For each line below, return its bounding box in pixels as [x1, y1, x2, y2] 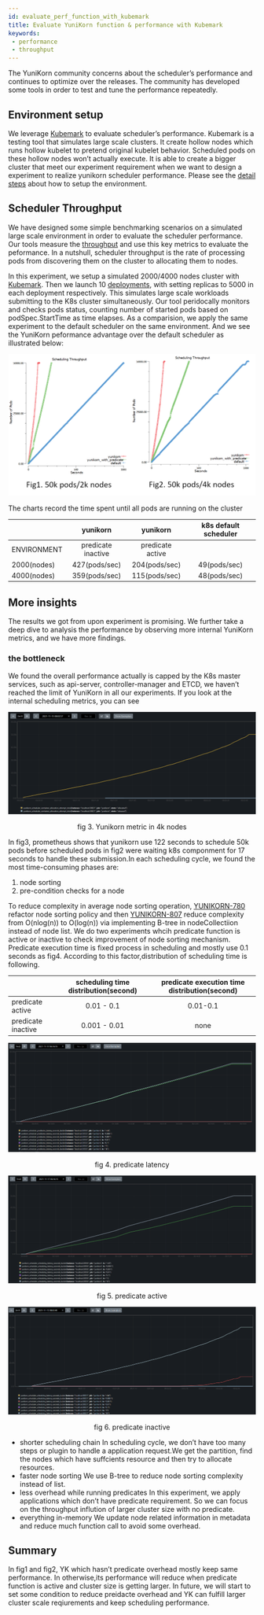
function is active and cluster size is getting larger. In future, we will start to [8, 1581, 251, 1591]
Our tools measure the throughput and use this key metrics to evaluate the [8, 239, 249, 249]
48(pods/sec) [197, 570, 244, 580]
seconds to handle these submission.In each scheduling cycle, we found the [8, 854, 255, 864]
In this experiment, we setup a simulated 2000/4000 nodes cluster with [8, 271, 240, 281]
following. [8, 960, 40, 969]
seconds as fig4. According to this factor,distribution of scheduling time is [8, 952, 247, 961]
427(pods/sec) [71, 559, 122, 570]
